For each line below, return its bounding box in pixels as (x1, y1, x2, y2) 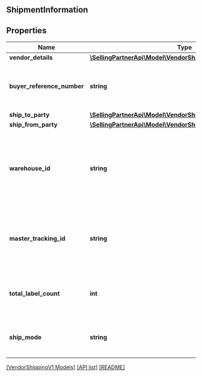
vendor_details (9, 54, 53, 62)
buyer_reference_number (9, 82, 84, 90)
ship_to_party (9, 111, 50, 119)
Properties (6, 25, 47, 36)
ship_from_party (9, 121, 58, 129)
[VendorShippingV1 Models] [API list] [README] (6, 364, 125, 371)
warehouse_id (9, 164, 51, 173)
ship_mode (9, 333, 42, 341)
